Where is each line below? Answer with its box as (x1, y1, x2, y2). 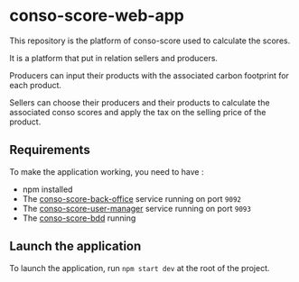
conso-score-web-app (9, 5, 185, 26)
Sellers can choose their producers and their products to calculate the (9, 96, 270, 108)
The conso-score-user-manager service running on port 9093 (22, 203, 251, 214)
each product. (9, 79, 61, 90)
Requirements (9, 142, 90, 158)
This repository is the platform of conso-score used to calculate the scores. (9, 35, 291, 46)
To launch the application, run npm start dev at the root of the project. (9, 262, 270, 273)
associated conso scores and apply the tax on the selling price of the (9, 106, 266, 117)
